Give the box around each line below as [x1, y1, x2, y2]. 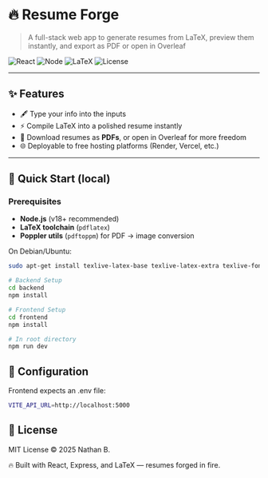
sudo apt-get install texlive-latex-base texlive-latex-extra [8, 262, 219, 270]
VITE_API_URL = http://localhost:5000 [8, 401, 130, 409]
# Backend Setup [8, 277, 62, 285]
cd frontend [8, 313, 48, 321]
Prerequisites [8, 196, 61, 207]
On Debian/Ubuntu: [8, 246, 72, 257]
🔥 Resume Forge [8, 6, 120, 24]
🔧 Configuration [8, 364, 89, 378]
